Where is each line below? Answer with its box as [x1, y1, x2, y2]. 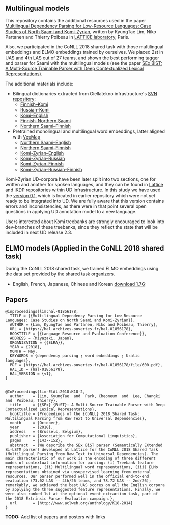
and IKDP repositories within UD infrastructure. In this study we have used [5, 187, 161, 193]
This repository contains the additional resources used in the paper [5, 17, 146, 23]
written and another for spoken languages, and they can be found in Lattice [5, 181, 164, 187]
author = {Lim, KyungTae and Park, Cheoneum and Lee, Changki [10, 394, 160, 399]
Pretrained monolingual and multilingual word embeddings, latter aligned [12, 128, 165, 134]
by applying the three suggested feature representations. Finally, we [5, 487, 160, 492]
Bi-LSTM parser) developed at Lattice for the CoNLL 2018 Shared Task [5, 447, 158, 452]
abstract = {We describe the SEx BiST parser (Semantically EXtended [10, 443, 163, 448]
